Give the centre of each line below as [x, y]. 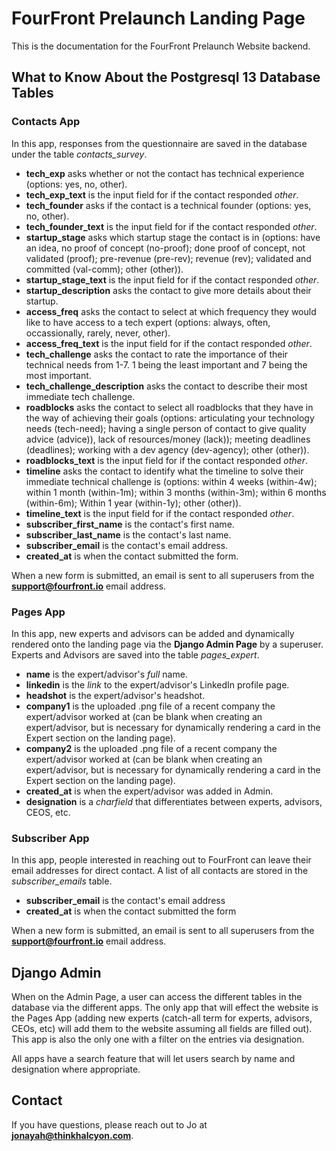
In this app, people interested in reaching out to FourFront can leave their [161, 860]
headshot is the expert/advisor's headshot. [115, 695]
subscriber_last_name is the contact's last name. [128, 534]
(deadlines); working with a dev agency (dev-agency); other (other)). [167, 449]
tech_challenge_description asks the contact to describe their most [166, 386]
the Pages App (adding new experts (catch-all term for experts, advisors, [162, 1018]
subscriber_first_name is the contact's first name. [130, 524]
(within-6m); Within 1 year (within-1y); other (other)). [133, 503]
